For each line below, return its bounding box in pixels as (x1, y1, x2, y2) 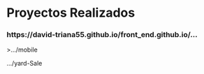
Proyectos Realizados (6, 5, 136, 21)
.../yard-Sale (6, 59, 43, 68)
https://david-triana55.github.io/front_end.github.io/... (6, 30, 198, 40)
